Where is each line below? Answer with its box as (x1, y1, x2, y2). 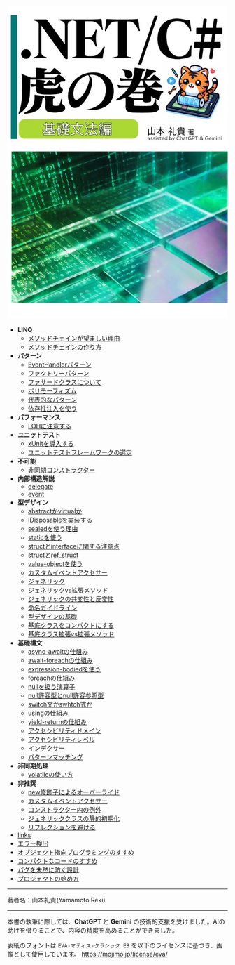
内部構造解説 (17, 474, 55, 482)
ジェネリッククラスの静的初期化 (27, 814, 120, 822)
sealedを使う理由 (27, 524, 78, 532)
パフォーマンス (17, 413, 61, 421)
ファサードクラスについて (27, 378, 101, 386)
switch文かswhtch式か (27, 700, 93, 708)
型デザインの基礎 (27, 612, 78, 620)
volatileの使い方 (27, 770, 73, 778)
